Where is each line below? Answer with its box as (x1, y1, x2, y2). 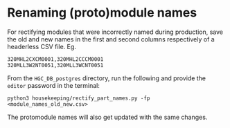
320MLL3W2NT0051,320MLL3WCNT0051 (7, 62, 104, 68)
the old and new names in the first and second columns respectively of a (7, 35, 215, 43)
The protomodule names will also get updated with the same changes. (7, 113, 208, 121)
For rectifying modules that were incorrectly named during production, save (7, 28, 224, 36)
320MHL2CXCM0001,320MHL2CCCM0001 (7, 55, 104, 63)
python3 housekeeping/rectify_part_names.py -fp (7, 95, 150, 102)
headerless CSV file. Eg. (7, 42, 76, 51)
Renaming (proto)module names (7, 5, 197, 21)
